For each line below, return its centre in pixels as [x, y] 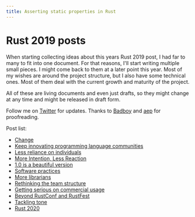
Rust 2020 [27, 208]
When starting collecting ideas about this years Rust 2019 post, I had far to [96, 57]
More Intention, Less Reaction [50, 158]
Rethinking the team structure [50, 183]
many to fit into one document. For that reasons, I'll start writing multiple [93, 63]
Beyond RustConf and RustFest [52, 196]
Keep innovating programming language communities [79, 146]
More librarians [33, 177]
